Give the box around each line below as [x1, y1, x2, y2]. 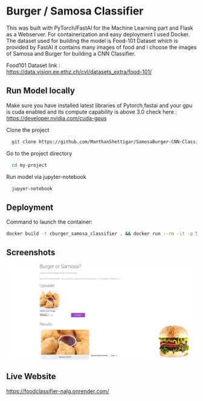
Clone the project [6, 126, 50, 134]
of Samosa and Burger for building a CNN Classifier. [6, 50, 136, 57]
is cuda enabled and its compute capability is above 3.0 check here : [6, 108, 177, 116]
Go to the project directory [6, 149, 72, 157]
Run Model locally [6, 86, 76, 96]
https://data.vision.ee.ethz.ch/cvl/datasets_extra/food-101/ [6, 68, 152, 75]
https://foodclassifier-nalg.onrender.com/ [6, 387, 110, 394]
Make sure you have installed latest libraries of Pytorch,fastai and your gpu [6, 102, 193, 109]
